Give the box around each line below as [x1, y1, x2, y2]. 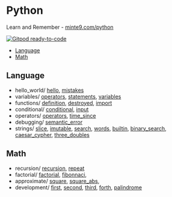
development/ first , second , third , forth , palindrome [14, 184, 143, 191]
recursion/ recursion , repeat [14, 165, 85, 172]
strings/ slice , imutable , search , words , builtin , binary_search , [14, 124, 167, 132]
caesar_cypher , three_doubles [14, 131, 90, 138]
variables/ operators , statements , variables [14, 92, 121, 100]
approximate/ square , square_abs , [14, 177, 100, 184]
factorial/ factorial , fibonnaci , [14, 171, 87, 178]
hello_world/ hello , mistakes [14, 86, 84, 94]
